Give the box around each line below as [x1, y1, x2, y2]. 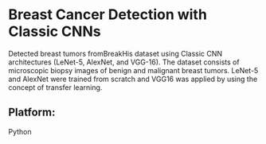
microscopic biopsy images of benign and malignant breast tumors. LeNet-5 [8, 65, 259, 75]
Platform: [8, 106, 56, 119]
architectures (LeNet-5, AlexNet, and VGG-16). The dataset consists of [8, 57, 241, 67]
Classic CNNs [8, 22, 101, 41]
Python [8, 126, 32, 136]
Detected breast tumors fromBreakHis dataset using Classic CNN [8, 49, 223, 58]
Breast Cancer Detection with [8, 6, 207, 24]
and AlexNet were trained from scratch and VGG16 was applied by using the [8, 74, 258, 84]
